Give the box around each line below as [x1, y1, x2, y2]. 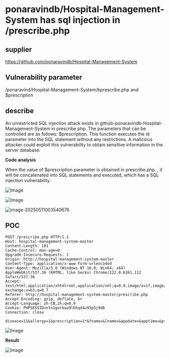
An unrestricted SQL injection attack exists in [5, 120, 99, 126]
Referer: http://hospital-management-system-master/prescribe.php [5, 292, 148, 297]
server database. [5, 147, 41, 153]
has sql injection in [39, 14, 120, 26]
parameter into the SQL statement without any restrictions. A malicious [5, 136, 153, 142]
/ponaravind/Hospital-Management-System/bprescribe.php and [5, 86, 139, 93]
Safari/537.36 [5, 275, 35, 280]
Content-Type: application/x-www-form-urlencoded [5, 261, 112, 266]
